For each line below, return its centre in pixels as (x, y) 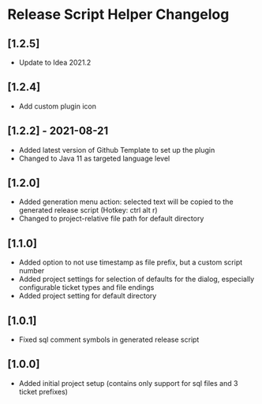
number (32, 271)
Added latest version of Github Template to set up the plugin (117, 150)
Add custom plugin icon (57, 106)
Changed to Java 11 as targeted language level (94, 158)
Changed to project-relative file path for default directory (111, 219)
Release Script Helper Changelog (118, 15)
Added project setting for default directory (88, 296)
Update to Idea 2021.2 (55, 62)
